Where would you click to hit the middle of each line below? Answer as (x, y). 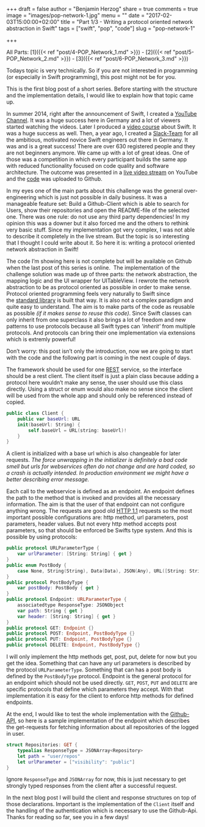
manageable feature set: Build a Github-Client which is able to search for (98, 204)
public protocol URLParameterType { (53, 548)
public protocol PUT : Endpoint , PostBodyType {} (69, 640)
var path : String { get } (50, 611)
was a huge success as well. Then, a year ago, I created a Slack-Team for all (102, 133)
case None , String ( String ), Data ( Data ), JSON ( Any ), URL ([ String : (102, 571)
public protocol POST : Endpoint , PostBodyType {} (71, 633)
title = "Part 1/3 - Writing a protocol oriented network (127, 22)
